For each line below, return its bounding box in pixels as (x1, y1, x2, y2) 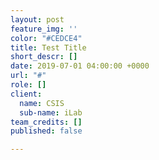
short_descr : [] (10, 52, 78, 62)
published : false (10, 126, 83, 136)
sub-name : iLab (19, 107, 83, 118)
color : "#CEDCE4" (10, 33, 83, 43)
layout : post (10, 14, 65, 25)
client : (10, 89, 43, 99)
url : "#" (10, 71, 47, 81)
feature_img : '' (10, 24, 78, 34)
